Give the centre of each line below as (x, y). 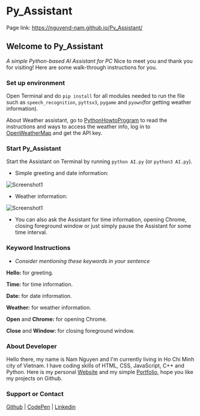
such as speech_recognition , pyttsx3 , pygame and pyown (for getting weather (99, 103)
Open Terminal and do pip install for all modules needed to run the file (95, 96)
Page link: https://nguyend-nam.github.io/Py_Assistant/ (74, 28)
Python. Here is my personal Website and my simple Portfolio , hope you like (100, 372)
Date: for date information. (39, 296)
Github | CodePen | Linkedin (41, 407)
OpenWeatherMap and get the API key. (54, 133)
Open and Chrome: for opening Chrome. (57, 319)
